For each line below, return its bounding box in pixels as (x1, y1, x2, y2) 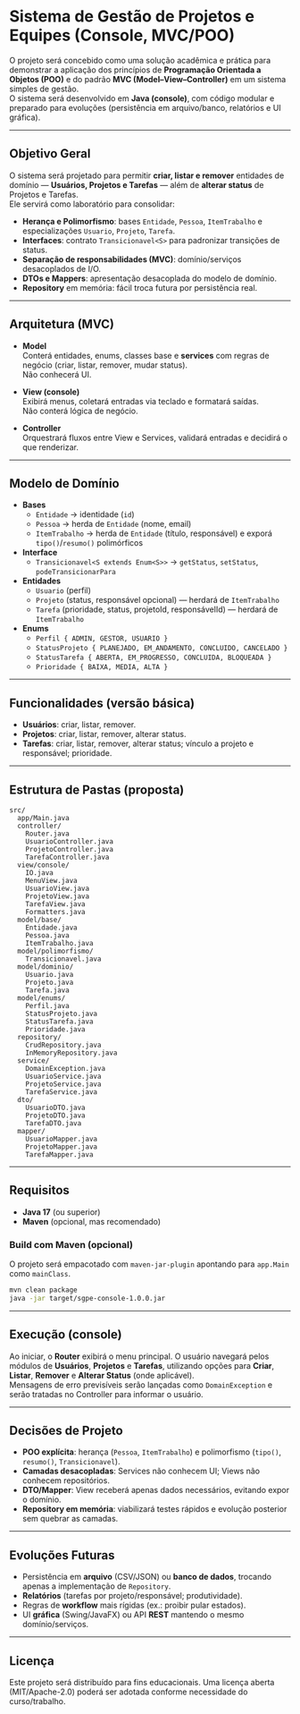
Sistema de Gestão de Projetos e (9, 6, 254, 27)
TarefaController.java (25, 853, 110, 861)
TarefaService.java (25, 1088, 98, 1097)
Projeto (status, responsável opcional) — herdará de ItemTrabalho (35, 595, 279, 606)
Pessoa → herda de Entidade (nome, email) (35, 519, 192, 530)
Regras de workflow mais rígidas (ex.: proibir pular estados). (21, 1599, 246, 1611)
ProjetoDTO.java (25, 1111, 87, 1120)
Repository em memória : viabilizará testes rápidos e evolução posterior (21, 1504, 287, 1515)
